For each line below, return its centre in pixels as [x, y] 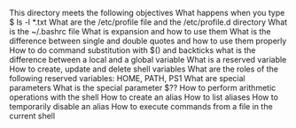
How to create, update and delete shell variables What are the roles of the [144, 69]
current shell [32, 116]
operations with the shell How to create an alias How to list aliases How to [144, 97]
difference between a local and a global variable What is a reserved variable [148, 60]
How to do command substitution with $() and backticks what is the [132, 50]
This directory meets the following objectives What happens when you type [147, 13]
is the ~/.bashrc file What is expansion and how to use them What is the [140, 31]
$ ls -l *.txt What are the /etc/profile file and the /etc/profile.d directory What [148, 22]
